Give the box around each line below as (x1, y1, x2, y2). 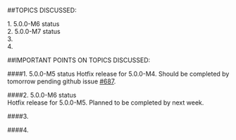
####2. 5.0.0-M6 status (7, 91, 77, 99)
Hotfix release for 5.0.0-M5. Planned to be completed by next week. (7, 98, 204, 107)
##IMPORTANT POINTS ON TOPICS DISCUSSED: (7, 56, 151, 64)
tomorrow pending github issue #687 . (7, 77, 116, 86)
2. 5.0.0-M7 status (7, 28, 61, 35)
